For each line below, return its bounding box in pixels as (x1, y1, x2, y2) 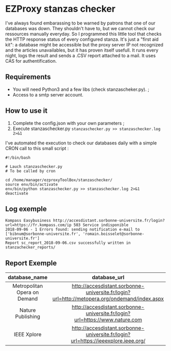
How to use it (5, 107, 48, 115)
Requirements (5, 72, 51, 82)
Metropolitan (12, 283, 43, 290)
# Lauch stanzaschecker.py (5, 164, 63, 169)
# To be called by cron (5, 168, 56, 173)
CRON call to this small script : (5, 145, 69, 151)
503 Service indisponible (73, 222, 129, 228)
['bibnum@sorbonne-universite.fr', (5, 232, 81, 237)
